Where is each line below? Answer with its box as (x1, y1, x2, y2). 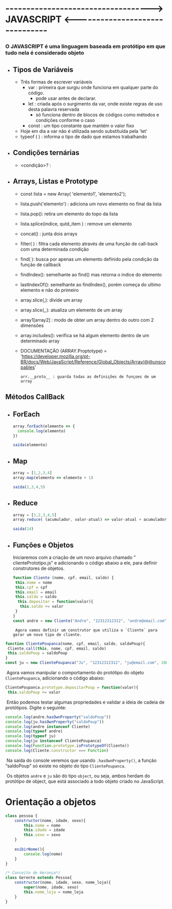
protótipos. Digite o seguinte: (5, 704, 67, 710)
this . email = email (15, 589, 57, 595)
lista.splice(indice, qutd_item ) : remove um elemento (20, 220, 132, 226)
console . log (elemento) (17, 428, 66, 433)
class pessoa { (5, 813, 38, 818)
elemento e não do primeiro (20, 287, 79, 293)
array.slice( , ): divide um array (20, 296, 83, 303)
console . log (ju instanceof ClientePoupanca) (5, 739, 102, 744)
